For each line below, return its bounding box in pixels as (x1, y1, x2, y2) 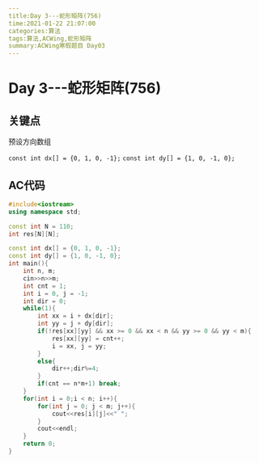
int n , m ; (23, 267, 57, 276)
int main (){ (8, 259, 49, 267)
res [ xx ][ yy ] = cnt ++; (51, 335, 125, 343)
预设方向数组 (8, 137, 51, 146)
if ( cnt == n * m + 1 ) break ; (37, 380, 121, 388)
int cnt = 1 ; (23, 282, 67, 290)
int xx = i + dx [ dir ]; (37, 312, 114, 320)
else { (37, 357, 57, 365)
